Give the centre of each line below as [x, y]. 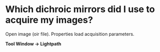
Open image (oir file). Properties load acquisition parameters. [70, 34]
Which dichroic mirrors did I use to [80, 9]
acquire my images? [49, 20]
